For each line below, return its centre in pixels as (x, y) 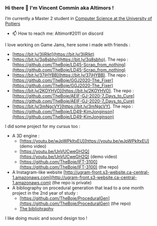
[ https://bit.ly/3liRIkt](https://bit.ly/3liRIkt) (53, 54)
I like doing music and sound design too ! (46, 218)
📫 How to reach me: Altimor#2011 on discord (58, 33)
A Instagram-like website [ (39, 172)
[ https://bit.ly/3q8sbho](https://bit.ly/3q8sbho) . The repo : (70, 60)
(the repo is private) (72, 183)
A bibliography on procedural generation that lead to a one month (78, 188)
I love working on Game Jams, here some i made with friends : (68, 45)
